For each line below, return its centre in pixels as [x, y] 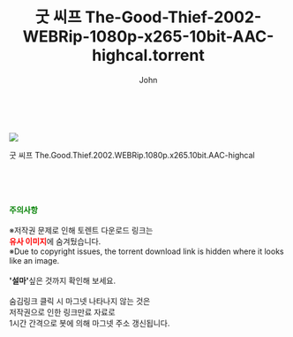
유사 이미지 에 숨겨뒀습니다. [55, 241]
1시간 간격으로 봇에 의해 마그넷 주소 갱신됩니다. [90, 323]
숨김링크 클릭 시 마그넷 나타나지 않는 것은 [80, 301]
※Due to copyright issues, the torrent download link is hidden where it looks [146, 251]
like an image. [34, 260]
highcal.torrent [148, 55]
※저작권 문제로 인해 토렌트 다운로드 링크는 [81, 230]
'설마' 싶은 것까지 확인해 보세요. [63, 280]
